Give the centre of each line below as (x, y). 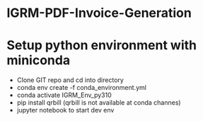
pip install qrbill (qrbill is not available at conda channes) (99, 103)
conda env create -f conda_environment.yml (81, 88)
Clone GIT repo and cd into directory (70, 80)
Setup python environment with (102, 46)
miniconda (39, 60)
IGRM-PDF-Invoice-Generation (99, 13)
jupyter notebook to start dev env (65, 110)
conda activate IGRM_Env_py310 (64, 95)
